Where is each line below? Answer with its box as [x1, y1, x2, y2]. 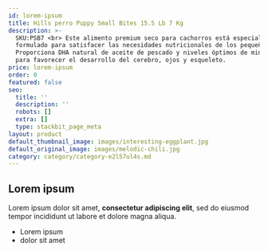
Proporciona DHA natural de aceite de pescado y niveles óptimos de [15, 49, 248, 57]
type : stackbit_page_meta [15, 123, 102, 131]
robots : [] [15, 108, 52, 116]
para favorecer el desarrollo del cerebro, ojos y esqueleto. [15, 57, 227, 65]
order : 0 [8, 71, 37, 79]
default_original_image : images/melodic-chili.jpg [8, 145, 180, 153]
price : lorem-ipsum [8, 64, 73, 72]
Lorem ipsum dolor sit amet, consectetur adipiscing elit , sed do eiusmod [8, 203, 250, 213]
